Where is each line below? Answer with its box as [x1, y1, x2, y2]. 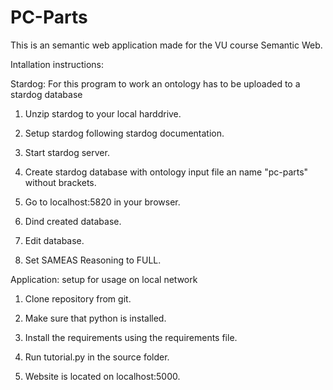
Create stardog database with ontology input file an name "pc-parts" [24, 166, 309, 178]
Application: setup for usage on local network [10, 273, 198, 285]
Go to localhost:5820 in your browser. [24, 196, 181, 208]
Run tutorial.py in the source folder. [24, 351, 170, 363]
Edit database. [24, 234, 85, 246]
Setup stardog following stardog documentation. [24, 127, 225, 139]
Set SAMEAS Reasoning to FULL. [24, 254, 162, 266]
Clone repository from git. [24, 292, 132, 305]
